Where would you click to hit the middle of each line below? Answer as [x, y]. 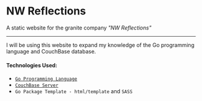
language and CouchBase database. [51, 51]
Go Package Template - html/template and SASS [74, 91]
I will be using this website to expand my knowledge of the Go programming [100, 45]
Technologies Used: [32, 65]
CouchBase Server [37, 85]
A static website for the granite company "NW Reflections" [79, 28]
